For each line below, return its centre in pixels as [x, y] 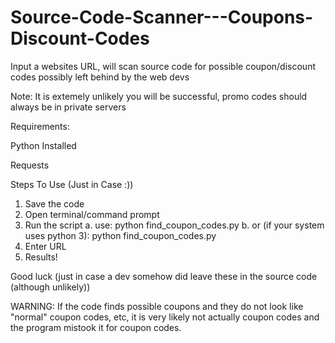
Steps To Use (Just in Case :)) [72, 184]
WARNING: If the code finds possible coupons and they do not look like [157, 306]
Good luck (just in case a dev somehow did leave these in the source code [164, 276]
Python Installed [43, 145]
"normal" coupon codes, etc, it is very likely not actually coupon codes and [165, 317]
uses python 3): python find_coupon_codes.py [120, 235]
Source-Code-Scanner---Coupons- [162, 17]
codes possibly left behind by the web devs [100, 77]
